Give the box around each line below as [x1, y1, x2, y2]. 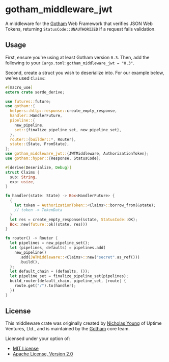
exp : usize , [10, 179, 36, 184]
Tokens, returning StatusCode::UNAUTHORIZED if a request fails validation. [5, 26, 156, 32]
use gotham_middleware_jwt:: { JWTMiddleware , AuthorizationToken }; [5, 151, 149, 156]
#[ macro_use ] [5, 85, 33, 90]
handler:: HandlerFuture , [10, 113, 63, 118]
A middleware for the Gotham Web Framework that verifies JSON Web [5, 20, 153, 27]
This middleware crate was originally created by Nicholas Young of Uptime [5, 320, 162, 326]
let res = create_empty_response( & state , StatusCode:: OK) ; [10, 217, 138, 222]
